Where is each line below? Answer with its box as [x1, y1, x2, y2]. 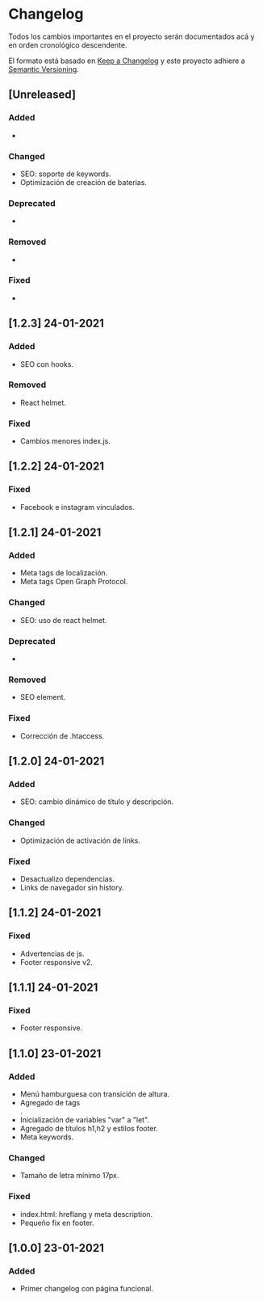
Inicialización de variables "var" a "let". [19, 1115, 150, 1124]
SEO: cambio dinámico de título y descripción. [19, 797, 174, 806]
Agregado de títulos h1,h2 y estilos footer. [19, 1124, 159, 1133]
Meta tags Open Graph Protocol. [19, 577, 128, 587]
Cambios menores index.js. [19, 436, 111, 446]
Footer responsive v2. [19, 957, 93, 966]
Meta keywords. [19, 1132, 74, 1142]
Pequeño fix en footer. [19, 1218, 94, 1227]
